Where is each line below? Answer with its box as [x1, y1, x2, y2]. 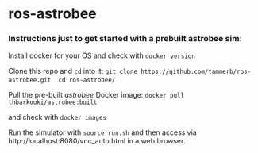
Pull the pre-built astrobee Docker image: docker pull [8, 90, 185, 100]
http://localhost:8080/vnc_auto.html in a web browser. [8, 136, 186, 146]
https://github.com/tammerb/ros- [140, 68, 252, 76]
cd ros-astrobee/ [58, 76, 116, 84]
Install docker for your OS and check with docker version [8, 51, 196, 60]
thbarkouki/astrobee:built [8, 98, 98, 107]
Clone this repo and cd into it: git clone [8, 67, 137, 76]
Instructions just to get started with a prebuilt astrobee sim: [8, 33, 243, 44]
